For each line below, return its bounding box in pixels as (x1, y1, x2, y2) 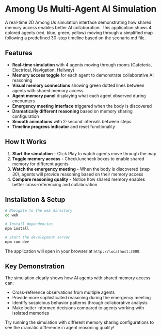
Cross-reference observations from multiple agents (12, 289, 115, 295)
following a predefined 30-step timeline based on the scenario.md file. (5, 35, 146, 41)
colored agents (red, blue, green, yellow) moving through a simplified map (5, 30, 153, 35)
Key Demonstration (5, 262, 65, 271)
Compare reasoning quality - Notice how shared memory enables (12, 176, 145, 182)
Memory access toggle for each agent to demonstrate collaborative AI (12, 72, 154, 78)
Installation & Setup (5, 195, 65, 204)
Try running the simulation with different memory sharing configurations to (5, 319, 154, 325)
